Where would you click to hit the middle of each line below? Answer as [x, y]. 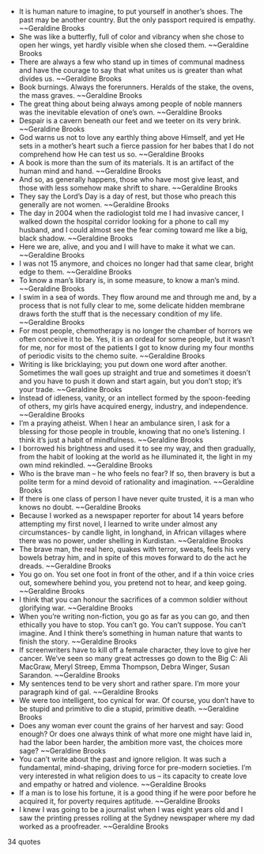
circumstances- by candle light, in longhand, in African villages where [132, 532]
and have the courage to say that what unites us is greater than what [130, 70]
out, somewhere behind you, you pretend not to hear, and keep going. [132, 583]
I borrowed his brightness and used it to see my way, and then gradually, [137, 448]
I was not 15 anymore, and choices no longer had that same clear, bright [136, 263]
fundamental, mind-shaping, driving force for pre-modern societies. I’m [135, 767]
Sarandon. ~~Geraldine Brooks [69, 675]
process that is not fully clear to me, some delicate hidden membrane [132, 305]
